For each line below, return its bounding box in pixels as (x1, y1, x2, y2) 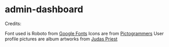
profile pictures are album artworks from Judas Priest (5, 36, 118, 42)
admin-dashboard (5, 4, 83, 15)
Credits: (5, 20, 22, 27)
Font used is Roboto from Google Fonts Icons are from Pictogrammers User (5, 30, 164, 36)
